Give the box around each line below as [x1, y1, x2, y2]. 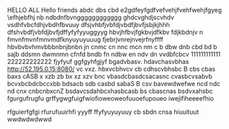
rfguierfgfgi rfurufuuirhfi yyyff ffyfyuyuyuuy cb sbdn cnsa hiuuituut [7, 108, 199, 116]
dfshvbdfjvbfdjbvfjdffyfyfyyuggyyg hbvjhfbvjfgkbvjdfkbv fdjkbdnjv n [7, 28, 203, 36]
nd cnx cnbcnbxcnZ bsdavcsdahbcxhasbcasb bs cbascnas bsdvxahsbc [7, 87, 213, 95]
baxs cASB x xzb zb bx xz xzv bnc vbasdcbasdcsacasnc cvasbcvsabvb [7, 72, 213, 80]
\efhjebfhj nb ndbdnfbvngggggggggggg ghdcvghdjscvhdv [7, 13, 175, 21]
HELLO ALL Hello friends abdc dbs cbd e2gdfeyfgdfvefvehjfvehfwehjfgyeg [7, 6, 222, 14]
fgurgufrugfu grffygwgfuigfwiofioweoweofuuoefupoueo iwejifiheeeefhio [7, 94, 214, 103]
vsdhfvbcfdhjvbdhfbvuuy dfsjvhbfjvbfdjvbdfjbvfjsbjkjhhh [7, 21, 170, 28]
